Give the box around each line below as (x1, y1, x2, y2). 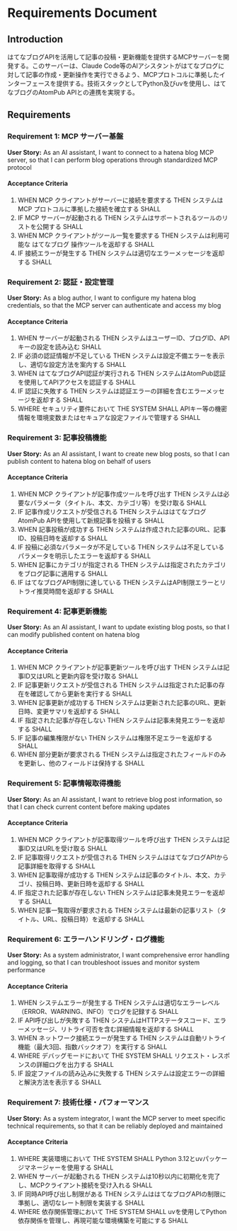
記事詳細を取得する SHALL (17, 861, 96, 870)
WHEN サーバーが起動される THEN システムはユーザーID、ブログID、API (17, 334, 230, 342)
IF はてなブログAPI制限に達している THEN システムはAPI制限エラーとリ (17, 578, 226, 586)
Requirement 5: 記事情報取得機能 (7, 778, 122, 788)
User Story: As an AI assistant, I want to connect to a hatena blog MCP (7, 148, 214, 156)
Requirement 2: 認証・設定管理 (7, 277, 115, 287)
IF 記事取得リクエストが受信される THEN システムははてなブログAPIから (17, 853, 229, 861)
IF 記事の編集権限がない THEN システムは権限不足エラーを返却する (17, 734, 213, 742)
